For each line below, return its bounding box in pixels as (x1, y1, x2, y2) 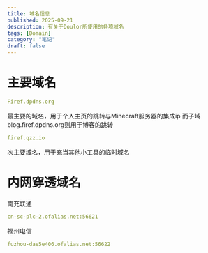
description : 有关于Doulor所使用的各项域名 (7, 23, 124, 30)
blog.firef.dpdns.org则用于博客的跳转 (7, 120, 114, 129)
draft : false (7, 43, 45, 49)
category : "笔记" (7, 36, 56, 43)
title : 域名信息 (7, 10, 50, 17)
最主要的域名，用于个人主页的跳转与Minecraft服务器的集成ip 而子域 (7, 112, 201, 120)
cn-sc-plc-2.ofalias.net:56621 (7, 213, 98, 220)
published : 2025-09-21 (7, 17, 73, 24)
